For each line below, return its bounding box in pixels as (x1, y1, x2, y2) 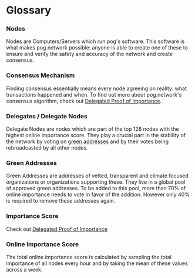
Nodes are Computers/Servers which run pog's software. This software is (6, 38, 185, 45)
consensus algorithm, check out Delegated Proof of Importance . (6, 97, 162, 104)
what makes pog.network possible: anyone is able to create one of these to (6, 44, 188, 51)
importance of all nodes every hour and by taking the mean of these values (6, 260, 188, 267)
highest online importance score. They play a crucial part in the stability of (6, 132, 186, 139)
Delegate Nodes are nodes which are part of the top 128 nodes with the (6, 125, 179, 133)
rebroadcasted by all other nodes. (6, 144, 88, 151)
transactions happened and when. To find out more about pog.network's (6, 91, 182, 98)
